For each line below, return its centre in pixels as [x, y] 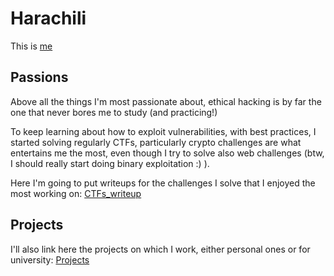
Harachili [48, 18]
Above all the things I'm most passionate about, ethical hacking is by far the [166, 101]
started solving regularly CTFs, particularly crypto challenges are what [156, 142]
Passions [39, 77]
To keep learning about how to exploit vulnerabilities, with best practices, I [163, 131]
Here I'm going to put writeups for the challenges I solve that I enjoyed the [163, 183]
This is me [31, 46]
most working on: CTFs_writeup [76, 193]
